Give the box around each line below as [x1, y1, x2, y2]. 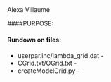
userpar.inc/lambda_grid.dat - [17, 51, 104, 59]
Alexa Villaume [7, 6, 51, 14]
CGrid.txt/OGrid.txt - [17, 59, 77, 67]
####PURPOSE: [7, 19, 54, 28]
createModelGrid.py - [17, 66, 81, 75]
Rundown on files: [7, 35, 62, 44]
